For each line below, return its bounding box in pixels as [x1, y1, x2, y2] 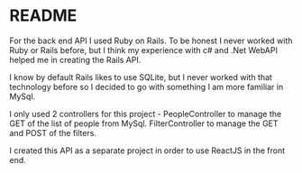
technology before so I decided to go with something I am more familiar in [9, 81, 284, 92]
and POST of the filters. [9, 127, 97, 138]
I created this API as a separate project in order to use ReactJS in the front [9, 145, 286, 156]
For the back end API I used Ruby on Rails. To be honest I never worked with [9, 35, 293, 46]
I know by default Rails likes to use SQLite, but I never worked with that [9, 71, 273, 82]
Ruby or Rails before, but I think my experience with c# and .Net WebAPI [9, 44, 278, 55]
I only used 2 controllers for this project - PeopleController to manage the [9, 108, 282, 119]
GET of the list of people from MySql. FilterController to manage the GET [9, 118, 279, 129]
